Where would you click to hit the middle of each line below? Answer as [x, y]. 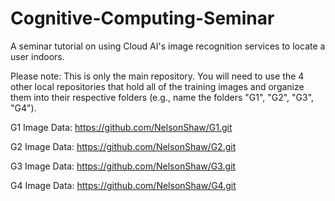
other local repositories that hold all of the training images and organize [157, 86]
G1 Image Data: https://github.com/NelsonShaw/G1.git [121, 127]
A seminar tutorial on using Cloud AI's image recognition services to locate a [168, 46]
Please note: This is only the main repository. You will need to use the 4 [157, 76]
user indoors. [37, 56]
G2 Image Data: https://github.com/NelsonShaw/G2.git [123, 146]
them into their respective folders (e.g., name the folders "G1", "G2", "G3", [162, 97]
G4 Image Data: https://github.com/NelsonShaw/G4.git [123, 185]
